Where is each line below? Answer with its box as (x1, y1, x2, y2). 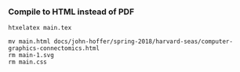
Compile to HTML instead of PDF (8, 6, 135, 17)
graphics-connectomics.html (8, 45, 100, 52)
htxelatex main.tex (8, 24, 72, 32)
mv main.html (8, 38, 51, 45)
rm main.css (8, 58, 47, 67)
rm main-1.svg (8, 52, 55, 59)
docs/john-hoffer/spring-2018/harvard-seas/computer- (53, 38, 234, 45)
